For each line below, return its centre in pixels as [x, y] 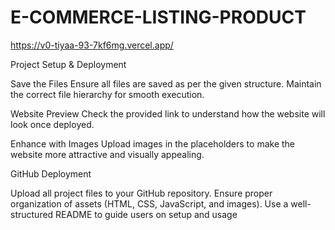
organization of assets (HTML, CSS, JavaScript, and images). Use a [149, 203]
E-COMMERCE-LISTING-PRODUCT [158, 17]
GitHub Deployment [51, 173]
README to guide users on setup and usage [146, 214]
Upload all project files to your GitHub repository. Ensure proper [141, 193]
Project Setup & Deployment [68, 64]
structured [32, 214]
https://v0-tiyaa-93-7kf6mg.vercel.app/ [92, 45]
